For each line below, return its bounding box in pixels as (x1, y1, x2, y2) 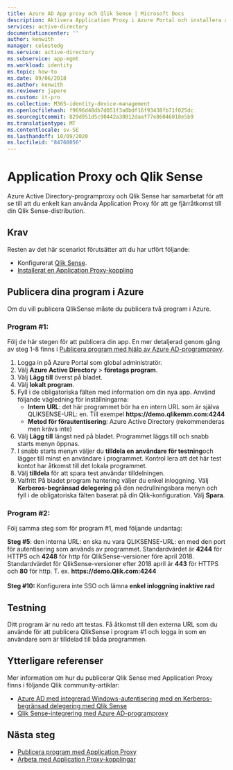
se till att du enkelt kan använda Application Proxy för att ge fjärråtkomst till (7, 199, 222, 208)
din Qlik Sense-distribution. (7, 207, 85, 215)
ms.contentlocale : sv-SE (7, 126, 79, 133)
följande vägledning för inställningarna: (17, 395, 130, 403)
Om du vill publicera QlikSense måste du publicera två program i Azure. (7, 305, 212, 313)
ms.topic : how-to (7, 68, 58, 75)
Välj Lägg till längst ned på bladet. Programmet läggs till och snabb (17, 431, 209, 440)
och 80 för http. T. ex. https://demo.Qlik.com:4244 (7, 567, 157, 576)
